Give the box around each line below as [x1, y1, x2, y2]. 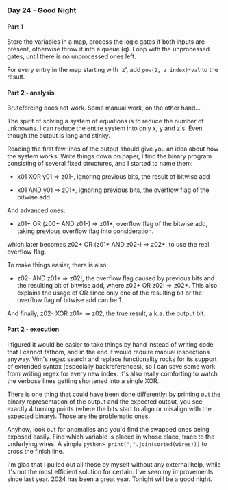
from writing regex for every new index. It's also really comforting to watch [7, 369, 218, 378]
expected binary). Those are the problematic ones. [7, 412, 151, 420]
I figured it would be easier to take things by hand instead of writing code [7, 340, 214, 348]
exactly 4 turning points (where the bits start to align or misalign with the [7, 404, 212, 413]
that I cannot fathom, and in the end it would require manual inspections [7, 347, 210, 356]
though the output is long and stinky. [7, 132, 111, 140]
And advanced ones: [7, 206, 66, 215]
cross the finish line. [7, 447, 64, 455]
